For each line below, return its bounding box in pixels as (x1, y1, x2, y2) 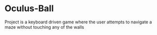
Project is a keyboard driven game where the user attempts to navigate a (4, 19, 152, 25)
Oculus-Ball (4, 3, 54, 14)
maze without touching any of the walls (4, 24, 84, 30)
